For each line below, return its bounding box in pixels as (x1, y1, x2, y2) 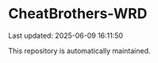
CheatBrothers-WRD (8, 5, 148, 23)
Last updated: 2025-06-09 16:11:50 (8, 31, 124, 40)
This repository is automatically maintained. (8, 46, 151, 55)
